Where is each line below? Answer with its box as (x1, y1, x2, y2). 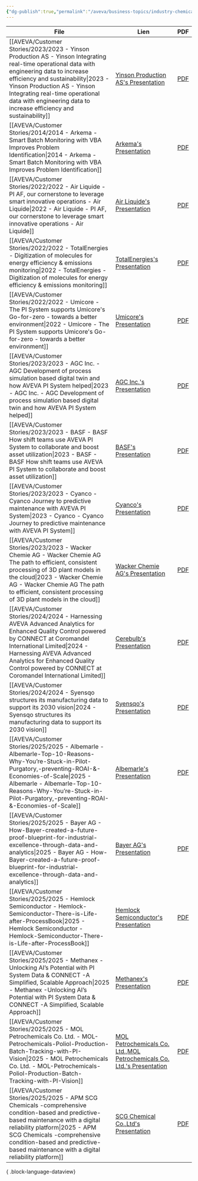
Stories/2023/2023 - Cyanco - (9, 489, 97, 498)
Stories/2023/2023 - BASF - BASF (9, 428, 108, 436)
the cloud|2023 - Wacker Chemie (9, 573, 103, 581)
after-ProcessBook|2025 (9, 917, 80, 925)
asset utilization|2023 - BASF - (9, 450, 97, 459)
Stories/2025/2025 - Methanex (9, 956, 98, 964)
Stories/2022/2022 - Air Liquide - (9, 182, 106, 191)
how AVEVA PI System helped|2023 (9, 381, 109, 389)
